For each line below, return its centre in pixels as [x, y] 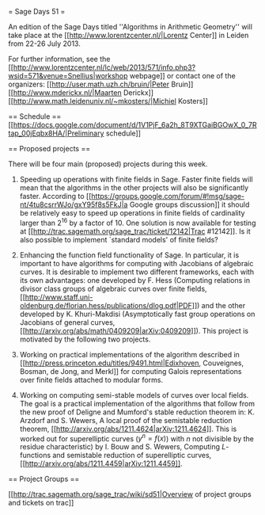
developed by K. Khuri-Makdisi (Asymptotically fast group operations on [137, 314]
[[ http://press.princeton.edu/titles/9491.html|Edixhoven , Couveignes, [132, 363]
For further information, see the [59, 59]
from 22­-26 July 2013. [44, 44]
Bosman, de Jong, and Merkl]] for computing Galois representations [131, 371]
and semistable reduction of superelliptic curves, [132, 456]
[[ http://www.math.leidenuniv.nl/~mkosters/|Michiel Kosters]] [108, 101]
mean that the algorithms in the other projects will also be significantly [134, 188]
